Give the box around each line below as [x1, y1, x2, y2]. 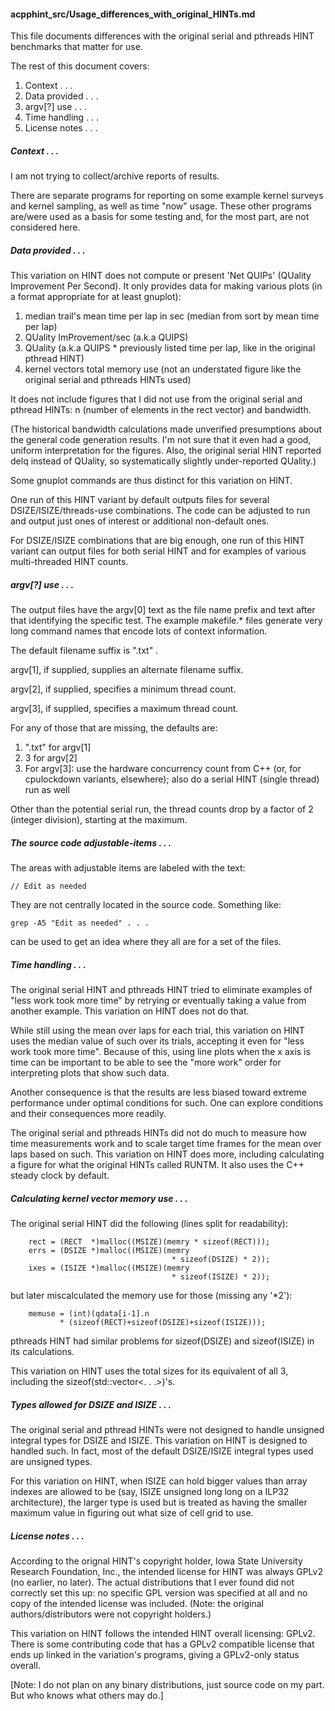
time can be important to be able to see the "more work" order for [10, 1056, 282, 1069]
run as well [24, 784, 70, 796]
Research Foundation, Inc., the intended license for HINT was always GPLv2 [10, 1565, 323, 1577]
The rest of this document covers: [10, 60, 150, 72]
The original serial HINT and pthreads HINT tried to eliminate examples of [10, 984, 313, 996]
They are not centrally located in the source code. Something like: [10, 899, 282, 911]
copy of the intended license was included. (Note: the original [10, 1597, 264, 1609]
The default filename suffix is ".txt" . [10, 645, 159, 657]
